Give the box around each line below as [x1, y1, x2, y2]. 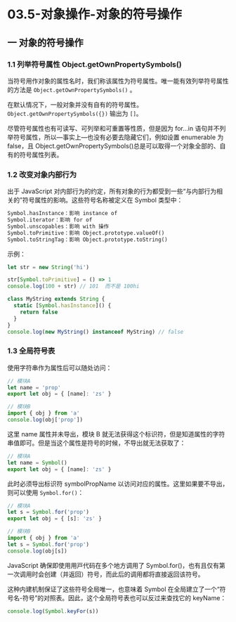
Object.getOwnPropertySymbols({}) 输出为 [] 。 [7, 109, 143, 117]
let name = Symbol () [7, 459, 68, 466]
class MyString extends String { [7, 296, 105, 303]
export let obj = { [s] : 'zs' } [7, 515, 102, 522]
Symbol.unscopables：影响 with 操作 [7, 223, 110, 230]
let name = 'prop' [7, 384, 61, 391]
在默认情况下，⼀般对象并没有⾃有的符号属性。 [7, 100, 143, 109]
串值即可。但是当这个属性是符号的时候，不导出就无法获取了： [7, 439, 186, 447]
